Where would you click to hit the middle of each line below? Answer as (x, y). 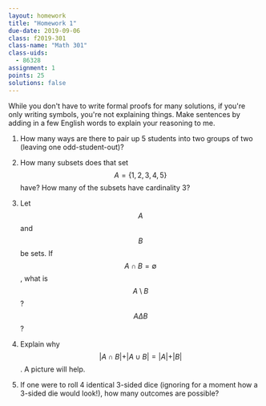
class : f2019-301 (37, 38)
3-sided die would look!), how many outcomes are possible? (119, 393)
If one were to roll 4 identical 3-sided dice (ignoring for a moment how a (139, 384)
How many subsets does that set (74, 162)
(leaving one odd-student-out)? (72, 147)
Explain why (40, 344)
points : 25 (26, 75)
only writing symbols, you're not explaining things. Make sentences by (124, 114)
